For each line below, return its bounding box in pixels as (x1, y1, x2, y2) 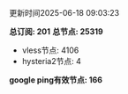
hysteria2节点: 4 (21, 56, 81, 66)
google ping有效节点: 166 (9, 75, 103, 85)
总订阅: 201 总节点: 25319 (9, 26, 103, 37)
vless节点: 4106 (21, 45, 79, 55)
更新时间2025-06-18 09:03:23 (9, 8, 120, 18)
